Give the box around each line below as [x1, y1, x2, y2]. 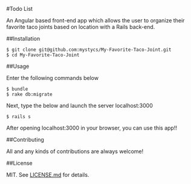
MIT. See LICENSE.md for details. [6, 171, 89, 178]
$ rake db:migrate [6, 91, 53, 97]
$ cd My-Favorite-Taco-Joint [6, 52, 80, 58]
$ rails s [6, 114, 31, 120]
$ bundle [6, 86, 28, 92]
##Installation [6, 35, 40, 42]
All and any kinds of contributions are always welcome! [6, 148, 144, 155]
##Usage [6, 63, 30, 70]
